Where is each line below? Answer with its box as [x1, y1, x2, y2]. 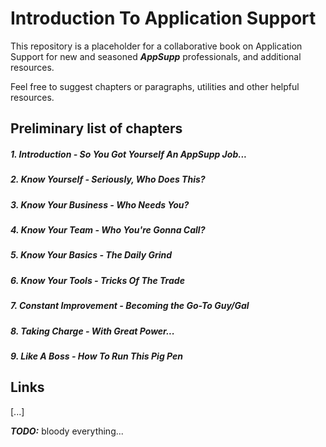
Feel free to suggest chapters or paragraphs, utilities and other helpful [10, 80, 300, 92]
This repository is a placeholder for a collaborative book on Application [10, 40, 303, 52]
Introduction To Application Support [10, 7, 317, 30]
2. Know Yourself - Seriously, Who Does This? [10, 173, 206, 186]
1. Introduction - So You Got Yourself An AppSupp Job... [10, 148, 248, 160]
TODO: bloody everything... [10, 425, 124, 437]
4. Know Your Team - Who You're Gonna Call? [10, 224, 206, 236]
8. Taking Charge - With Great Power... [10, 325, 175, 337]
